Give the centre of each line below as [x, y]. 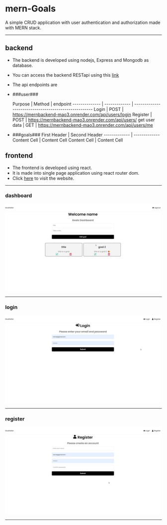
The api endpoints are [35, 85]
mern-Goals [31, 9]
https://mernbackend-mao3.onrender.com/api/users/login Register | [82, 114]
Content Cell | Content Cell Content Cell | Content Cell [68, 140]
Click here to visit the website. [43, 178]
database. [23, 65]
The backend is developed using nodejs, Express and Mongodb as [81, 60]
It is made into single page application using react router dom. [76, 173]
